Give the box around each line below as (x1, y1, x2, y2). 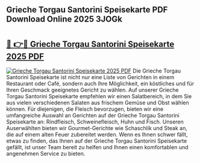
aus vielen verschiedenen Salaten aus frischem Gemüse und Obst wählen (6, 99, 189, 106)
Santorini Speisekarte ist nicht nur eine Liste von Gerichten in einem (6, 74, 175, 80)
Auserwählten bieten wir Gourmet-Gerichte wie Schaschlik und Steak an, (6, 125, 188, 131)
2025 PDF (6, 51, 44, 62)
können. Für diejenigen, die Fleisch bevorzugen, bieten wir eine (6, 105, 164, 113)
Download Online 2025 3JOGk (6, 14, 122, 25)
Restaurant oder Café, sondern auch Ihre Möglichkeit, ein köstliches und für (6, 80, 195, 87)
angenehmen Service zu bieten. (6, 150, 86, 157)
